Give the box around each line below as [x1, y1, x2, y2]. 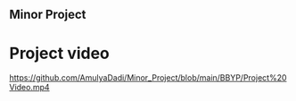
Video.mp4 [9, 82, 51, 93]
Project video [9, 43, 110, 63]
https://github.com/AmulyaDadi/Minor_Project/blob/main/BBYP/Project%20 [9, 72, 287, 83]
